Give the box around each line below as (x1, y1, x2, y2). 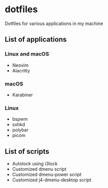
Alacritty (12, 67, 30, 73)
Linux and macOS (5, 50, 49, 58)
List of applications (5, 35, 67, 44)
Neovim (12, 62, 29, 68)
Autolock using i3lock (12, 160, 58, 167)
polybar (12, 127, 29, 133)
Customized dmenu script (12, 166, 67, 172)
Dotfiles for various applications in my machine (5, 20, 103, 26)
